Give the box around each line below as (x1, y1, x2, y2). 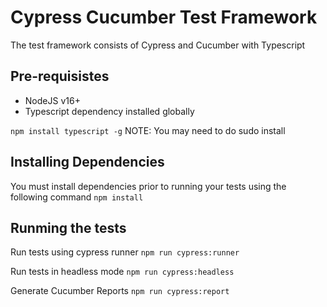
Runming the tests (10, 219, 127, 236)
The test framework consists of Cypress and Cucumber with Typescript (10, 39, 306, 51)
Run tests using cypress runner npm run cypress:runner (10, 246, 240, 258)
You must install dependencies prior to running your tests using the (10, 180, 287, 192)
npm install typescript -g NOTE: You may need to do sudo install (10, 124, 286, 136)
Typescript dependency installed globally (24, 105, 195, 117)
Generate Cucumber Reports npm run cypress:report (10, 285, 230, 297)
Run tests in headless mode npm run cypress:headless (10, 266, 235, 278)
